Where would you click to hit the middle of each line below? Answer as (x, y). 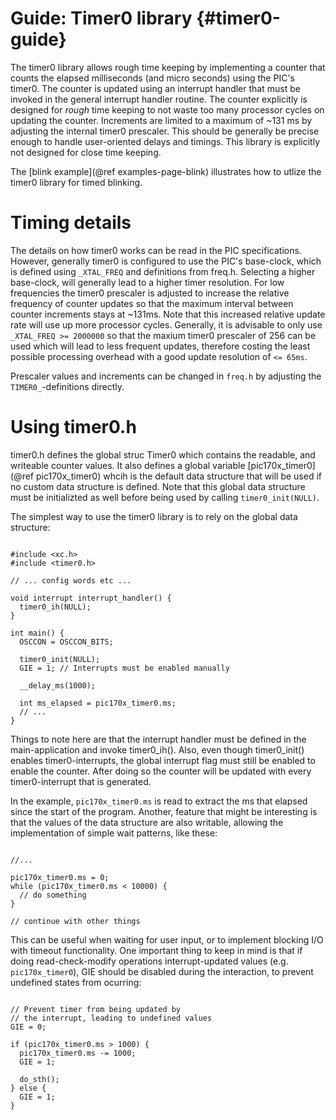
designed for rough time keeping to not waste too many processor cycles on (167, 109)
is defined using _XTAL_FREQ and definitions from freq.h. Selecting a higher (163, 271)
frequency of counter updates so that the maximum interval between (152, 303)
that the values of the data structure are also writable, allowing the (147, 822)
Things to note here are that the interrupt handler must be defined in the (158, 739)
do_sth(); (39, 1079)
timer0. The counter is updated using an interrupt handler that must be (155, 88)
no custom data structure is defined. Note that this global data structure (158, 486)
